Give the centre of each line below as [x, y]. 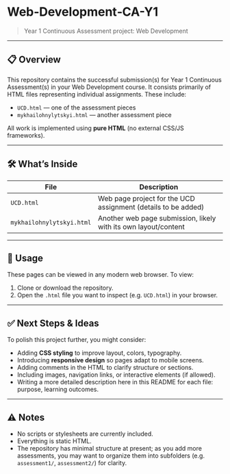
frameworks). [26, 135]
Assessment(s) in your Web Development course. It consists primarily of [109, 87]
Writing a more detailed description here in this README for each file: [115, 382]
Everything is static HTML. [54, 441]
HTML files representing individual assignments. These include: [97, 94]
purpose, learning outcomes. [58, 389]
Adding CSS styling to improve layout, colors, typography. [99, 353]
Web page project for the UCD [146, 198]
